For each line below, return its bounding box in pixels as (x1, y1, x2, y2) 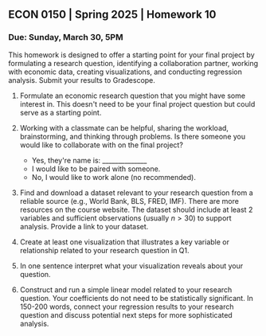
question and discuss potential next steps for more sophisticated (19, 310, 233, 319)
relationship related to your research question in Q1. (19, 245, 190, 255)
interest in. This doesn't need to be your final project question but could (19, 99, 256, 108)
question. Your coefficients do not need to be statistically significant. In (19, 293, 253, 303)
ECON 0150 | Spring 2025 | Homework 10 (8, 8, 217, 21)
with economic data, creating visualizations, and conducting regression (8, 67, 243, 76)
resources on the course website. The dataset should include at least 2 (19, 205, 253, 214)
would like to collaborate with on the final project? (19, 140, 183, 150)
